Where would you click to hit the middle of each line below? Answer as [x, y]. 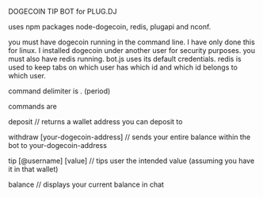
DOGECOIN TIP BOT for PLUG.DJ [63, 11]
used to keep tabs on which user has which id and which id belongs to [123, 67]
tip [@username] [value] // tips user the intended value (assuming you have [131, 161]
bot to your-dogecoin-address [57, 145]
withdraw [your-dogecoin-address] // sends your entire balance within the [130, 137]
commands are [33, 106]
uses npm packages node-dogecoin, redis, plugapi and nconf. [110, 27]
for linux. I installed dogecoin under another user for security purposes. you [132, 50]
